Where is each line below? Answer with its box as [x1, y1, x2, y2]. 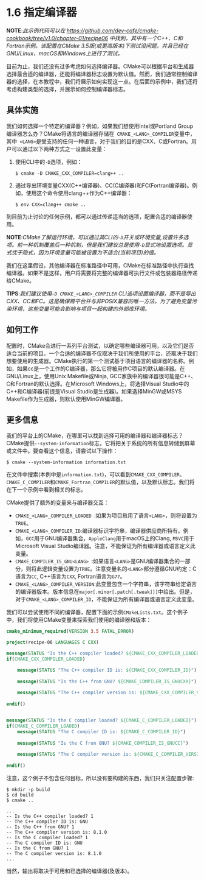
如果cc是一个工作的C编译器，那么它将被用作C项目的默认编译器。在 [16, 365, 185, 372]
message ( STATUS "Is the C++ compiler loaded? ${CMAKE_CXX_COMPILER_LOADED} [6, 650, 202, 656]
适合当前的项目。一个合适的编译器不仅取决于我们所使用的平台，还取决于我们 [6, 350, 198, 357]
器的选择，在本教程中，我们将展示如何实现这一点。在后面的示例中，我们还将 [6, 77, 198, 85]
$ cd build [6, 792, 34, 798]
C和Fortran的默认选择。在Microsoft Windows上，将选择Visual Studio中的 [6, 380, 189, 387]
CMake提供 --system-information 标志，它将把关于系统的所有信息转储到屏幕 [6, 440, 195, 447]
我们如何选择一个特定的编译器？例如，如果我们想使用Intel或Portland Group [6, 122, 194, 130]
